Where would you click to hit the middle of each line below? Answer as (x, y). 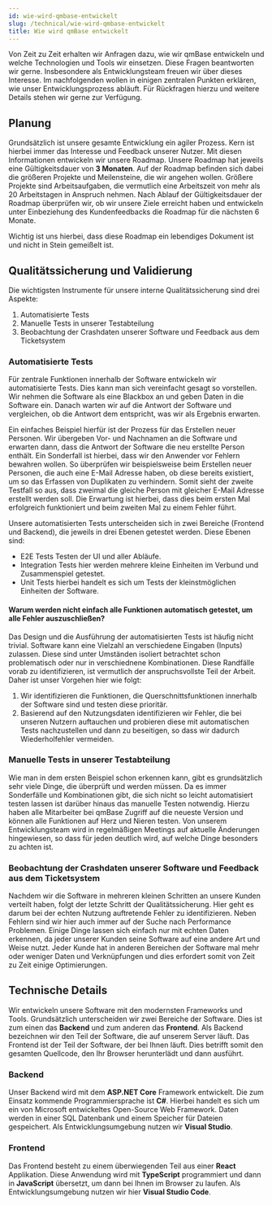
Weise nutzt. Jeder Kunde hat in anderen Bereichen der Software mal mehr (134, 948)
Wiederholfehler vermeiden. (67, 738)
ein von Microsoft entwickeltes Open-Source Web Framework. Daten (123, 1110)
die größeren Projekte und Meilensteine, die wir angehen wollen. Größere (131, 177)
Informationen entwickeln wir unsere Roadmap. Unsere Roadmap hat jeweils (136, 160)
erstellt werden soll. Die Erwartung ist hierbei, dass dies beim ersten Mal (129, 499)
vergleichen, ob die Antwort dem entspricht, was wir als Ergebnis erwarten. (135, 414)
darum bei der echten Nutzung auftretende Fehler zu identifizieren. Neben (133, 914)
